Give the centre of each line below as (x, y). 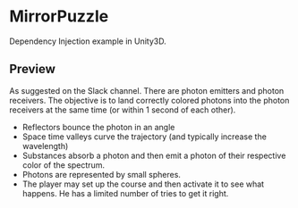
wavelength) (45, 146)
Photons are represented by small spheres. (102, 174)
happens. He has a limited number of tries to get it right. (125, 193)
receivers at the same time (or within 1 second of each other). (123, 110)
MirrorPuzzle (59, 17)
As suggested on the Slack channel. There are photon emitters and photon (147, 90)
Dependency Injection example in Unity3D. (88, 41)
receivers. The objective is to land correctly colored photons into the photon (149, 100)
